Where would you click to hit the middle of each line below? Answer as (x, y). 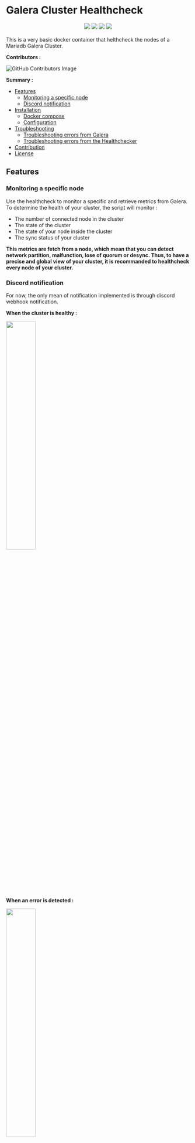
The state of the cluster (43, 225)
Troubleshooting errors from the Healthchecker (80, 141)
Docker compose (44, 116)
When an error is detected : (40, 900)
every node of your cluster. (40, 268)
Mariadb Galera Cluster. (34, 46)
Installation (28, 109)
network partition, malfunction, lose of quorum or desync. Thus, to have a (97, 255)
